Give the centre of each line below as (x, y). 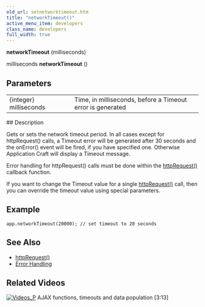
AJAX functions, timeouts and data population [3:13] (103, 298)
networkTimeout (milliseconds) (46, 52)
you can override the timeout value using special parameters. (83, 190)
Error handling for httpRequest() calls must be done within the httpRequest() (102, 165)
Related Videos (36, 283)
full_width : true (28, 35)
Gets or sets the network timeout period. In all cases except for (85, 134)
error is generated (100, 107)
